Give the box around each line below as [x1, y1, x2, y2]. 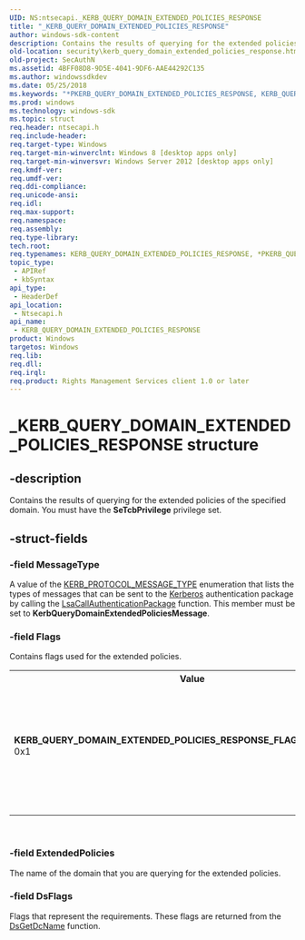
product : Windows [9, 334, 75, 343]
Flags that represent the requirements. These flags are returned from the [9, 910, 281, 922]
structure [186, 435, 259, 455]
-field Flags [9, 630, 62, 643]
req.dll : [9, 360, 43, 369]
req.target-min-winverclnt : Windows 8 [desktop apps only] [9, 148, 238, 157]
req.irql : [9, 368, 47, 377]
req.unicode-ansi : [9, 191, 79, 200]
